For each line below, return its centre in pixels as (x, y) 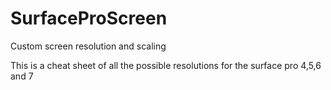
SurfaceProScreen (89, 18)
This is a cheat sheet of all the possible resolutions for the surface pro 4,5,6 (166, 65)
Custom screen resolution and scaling (88, 46)
